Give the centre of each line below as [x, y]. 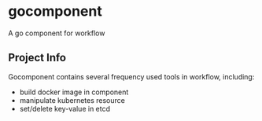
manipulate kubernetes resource [72, 100]
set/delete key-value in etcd [65, 108]
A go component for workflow [57, 33]
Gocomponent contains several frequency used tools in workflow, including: [131, 76]
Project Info [37, 58]
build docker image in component [74, 92]
